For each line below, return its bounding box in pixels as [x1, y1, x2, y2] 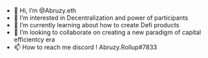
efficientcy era [13, 35, 55, 44]
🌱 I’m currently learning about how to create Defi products [13, 21, 180, 29]
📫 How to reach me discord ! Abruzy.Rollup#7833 [13, 43, 158, 51]
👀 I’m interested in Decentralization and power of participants [13, 14, 189, 22]
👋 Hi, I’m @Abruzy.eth [13, 7, 77, 14]
